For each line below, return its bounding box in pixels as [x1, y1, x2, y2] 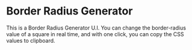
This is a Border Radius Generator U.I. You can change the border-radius [6, 24, 187, 31]
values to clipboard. [6, 37, 55, 44]
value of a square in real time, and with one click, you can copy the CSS [6, 30, 185, 37]
